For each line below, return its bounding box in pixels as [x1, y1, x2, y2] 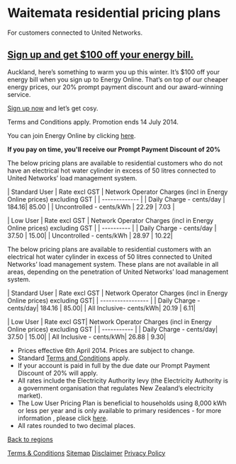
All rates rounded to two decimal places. [17, 421, 136, 429]
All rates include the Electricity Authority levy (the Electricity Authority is [17, 376, 229, 385]
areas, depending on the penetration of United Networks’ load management [7, 267, 229, 276]
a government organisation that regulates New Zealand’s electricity [17, 383, 214, 392]
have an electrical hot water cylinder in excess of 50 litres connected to [7, 166, 216, 175]
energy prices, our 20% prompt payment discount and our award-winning [7, 83, 223, 91]
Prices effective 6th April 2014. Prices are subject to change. [17, 346, 195, 354]
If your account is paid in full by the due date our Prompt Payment [17, 361, 210, 369]
